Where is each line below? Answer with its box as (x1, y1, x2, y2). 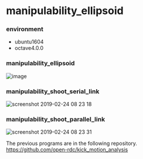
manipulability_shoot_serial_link (6, 87, 100, 95)
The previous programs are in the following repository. (6, 140, 138, 147)
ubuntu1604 (14, 38, 44, 45)
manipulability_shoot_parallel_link (6, 116, 105, 123)
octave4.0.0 (14, 45, 44, 52)
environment (6, 25, 44, 33)
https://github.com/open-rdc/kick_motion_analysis (6, 146, 128, 153)
